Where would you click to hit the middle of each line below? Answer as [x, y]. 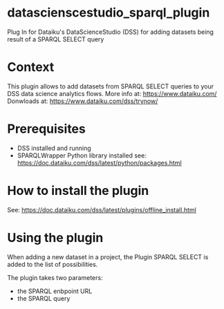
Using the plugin [55, 237]
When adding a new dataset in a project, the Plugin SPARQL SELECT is [108, 256]
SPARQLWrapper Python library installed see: [82, 155]
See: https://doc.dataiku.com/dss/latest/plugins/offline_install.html [102, 209]
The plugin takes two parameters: [55, 277]
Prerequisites [47, 129]
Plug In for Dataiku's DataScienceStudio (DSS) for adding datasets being [111, 32]
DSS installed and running [54, 148]
